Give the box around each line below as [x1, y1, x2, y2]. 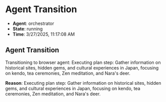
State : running [12, 25, 43, 31]
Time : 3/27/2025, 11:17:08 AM [12, 31, 75, 37]
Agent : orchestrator [12, 20, 55, 26]
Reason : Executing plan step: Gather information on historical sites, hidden [5, 80, 161, 86]
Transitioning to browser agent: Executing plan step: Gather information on [5, 59, 161, 65]
